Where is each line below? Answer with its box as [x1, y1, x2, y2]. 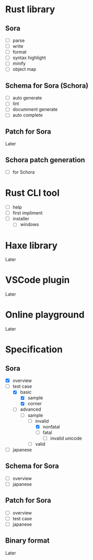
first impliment [12, 210, 43, 216]
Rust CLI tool [5, 187, 60, 199]
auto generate [12, 95, 42, 101]
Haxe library [5, 240, 58, 251]
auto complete [12, 112, 43, 118]
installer [12, 216, 29, 222]
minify [12, 60, 26, 67]
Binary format [5, 537, 50, 545]
